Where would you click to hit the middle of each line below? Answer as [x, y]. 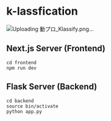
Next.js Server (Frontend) [56, 49]
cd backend [20, 101]
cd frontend [21, 62]
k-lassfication [42, 11]
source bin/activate [33, 106]
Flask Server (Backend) [52, 87]
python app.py [24, 111]
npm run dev [21, 68]
